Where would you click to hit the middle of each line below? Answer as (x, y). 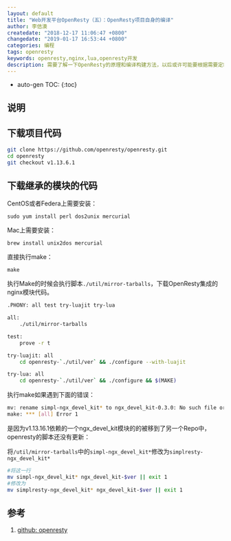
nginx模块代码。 (30, 292)
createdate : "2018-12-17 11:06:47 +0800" (67, 33)
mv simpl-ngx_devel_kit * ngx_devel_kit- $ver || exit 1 (87, 477)
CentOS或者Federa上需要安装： (52, 203)
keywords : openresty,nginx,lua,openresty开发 (72, 59)
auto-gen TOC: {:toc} (47, 84)
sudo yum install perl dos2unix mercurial (69, 217)
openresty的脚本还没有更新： (49, 437)
